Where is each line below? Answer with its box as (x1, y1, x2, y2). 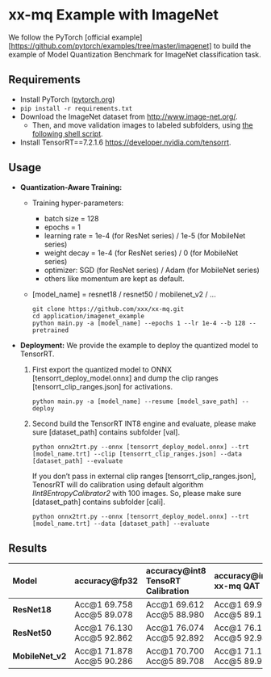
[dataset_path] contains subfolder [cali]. (31, 497, 165, 507)
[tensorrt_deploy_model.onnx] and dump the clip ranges (31, 373, 219, 383)
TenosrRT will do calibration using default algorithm (31, 479, 204, 490)
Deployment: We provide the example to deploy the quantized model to (19, 340, 259, 350)
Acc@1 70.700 (145, 645, 205, 657)
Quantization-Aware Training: (19, 182, 123, 191)
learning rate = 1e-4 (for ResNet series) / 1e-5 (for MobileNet (44, 230, 246, 240)
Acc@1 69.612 (145, 599, 205, 611)
